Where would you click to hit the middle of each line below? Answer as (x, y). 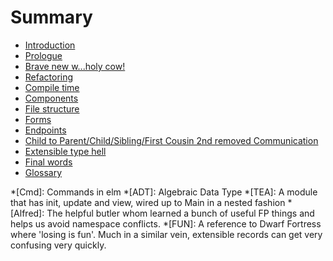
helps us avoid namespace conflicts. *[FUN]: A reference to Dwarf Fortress (166, 223)
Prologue (43, 55)
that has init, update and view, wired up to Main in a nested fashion (148, 202)
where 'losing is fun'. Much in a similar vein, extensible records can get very (166, 234)
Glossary (43, 172)
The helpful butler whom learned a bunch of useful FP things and (180, 213)
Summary (51, 17)
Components (51, 98)
